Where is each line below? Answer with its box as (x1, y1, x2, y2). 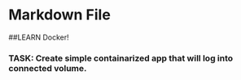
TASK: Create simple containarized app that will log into (8, 53, 234, 64)
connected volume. (8, 62, 87, 74)
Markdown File (8, 6, 112, 24)
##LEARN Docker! (8, 32, 69, 42)
